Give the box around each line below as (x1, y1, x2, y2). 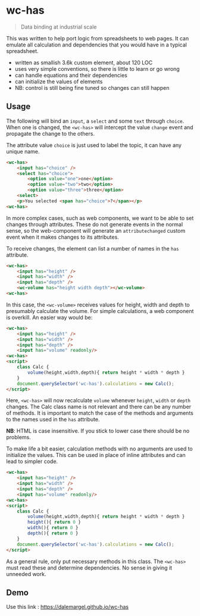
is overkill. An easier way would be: (6, 314, 93, 321)
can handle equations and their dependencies (14, 71, 128, 79)
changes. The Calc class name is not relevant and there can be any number (6, 403, 192, 411)
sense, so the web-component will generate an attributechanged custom (6, 227, 186, 234)
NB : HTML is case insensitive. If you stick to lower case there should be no (6, 427, 190, 434)
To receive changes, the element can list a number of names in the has (6, 245, 180, 252)
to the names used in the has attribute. (6, 416, 100, 423)
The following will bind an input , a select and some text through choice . (6, 117, 185, 124)
